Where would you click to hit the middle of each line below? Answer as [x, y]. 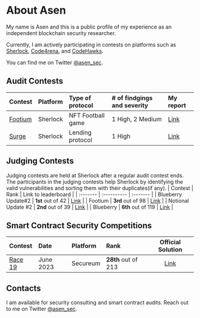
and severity [130, 105]
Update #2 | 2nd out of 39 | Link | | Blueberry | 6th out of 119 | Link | [90, 207]
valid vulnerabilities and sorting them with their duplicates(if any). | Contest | [100, 188]
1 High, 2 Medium [137, 119]
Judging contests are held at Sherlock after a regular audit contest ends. [95, 175]
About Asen [36, 10]
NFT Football [87, 115]
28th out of [122, 260]
